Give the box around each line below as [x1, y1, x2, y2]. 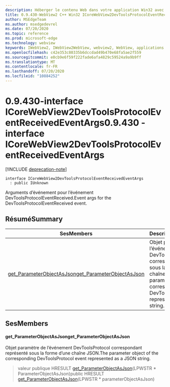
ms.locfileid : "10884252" [5, 74, 60, 79]
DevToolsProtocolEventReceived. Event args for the [5, 195, 111, 201]
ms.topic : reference [5, 31, 49, 36]
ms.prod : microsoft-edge [5, 36, 58, 41]
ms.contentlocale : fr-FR [5, 64, 58, 69]
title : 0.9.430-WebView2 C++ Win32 [5, 12, 80, 17]
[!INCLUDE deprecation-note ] [5, 166, 67, 172]
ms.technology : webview [5, 41, 56, 46]
